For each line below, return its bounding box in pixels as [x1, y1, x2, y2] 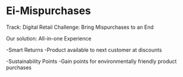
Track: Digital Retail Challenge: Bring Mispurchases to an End [6, 24, 154, 31]
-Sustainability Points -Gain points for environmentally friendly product [6, 58, 177, 65]
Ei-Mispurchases [6, 4, 91, 18]
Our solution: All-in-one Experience [6, 35, 92, 42]
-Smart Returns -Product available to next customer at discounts [6, 46, 162, 53]
